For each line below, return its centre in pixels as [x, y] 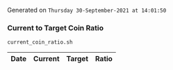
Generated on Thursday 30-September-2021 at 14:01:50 [87, 10]
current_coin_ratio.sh [40, 42]
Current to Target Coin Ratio [56, 28]
